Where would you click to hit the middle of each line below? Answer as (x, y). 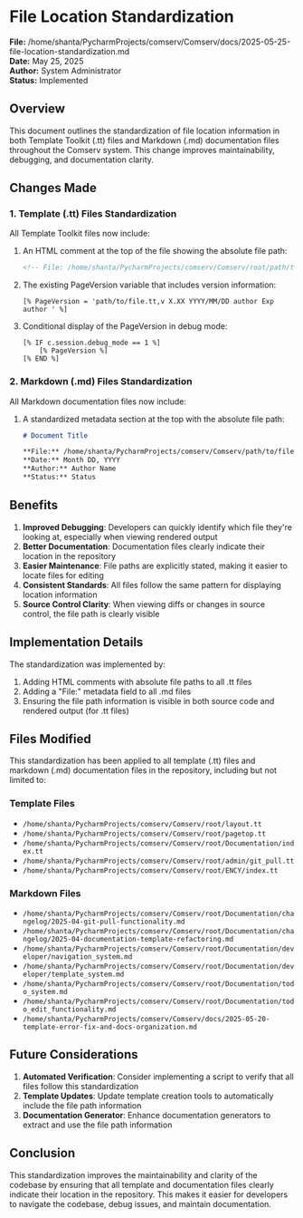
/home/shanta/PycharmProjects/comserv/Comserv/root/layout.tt (142, 824)
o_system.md (45, 992)
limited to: (28, 780)
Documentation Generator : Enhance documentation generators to (147, 1115)
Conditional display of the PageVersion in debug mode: (125, 326)
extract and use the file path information (97, 1125)
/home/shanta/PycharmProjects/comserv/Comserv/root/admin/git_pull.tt (158, 861)
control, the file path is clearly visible (91, 614)
